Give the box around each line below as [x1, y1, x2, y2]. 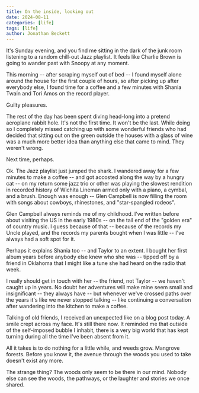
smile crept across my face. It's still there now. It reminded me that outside [6, 321, 188, 328]
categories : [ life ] [6, 20, 54, 25]
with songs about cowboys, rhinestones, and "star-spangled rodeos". [6, 199, 176, 206]
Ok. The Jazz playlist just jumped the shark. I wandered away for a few [6, 167, 179, 175]
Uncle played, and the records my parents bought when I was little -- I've [6, 229, 185, 237]
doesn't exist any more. [6, 357, 63, 365]
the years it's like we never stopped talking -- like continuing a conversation [6, 296, 191, 303]
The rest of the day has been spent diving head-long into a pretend [6, 113, 171, 120]
